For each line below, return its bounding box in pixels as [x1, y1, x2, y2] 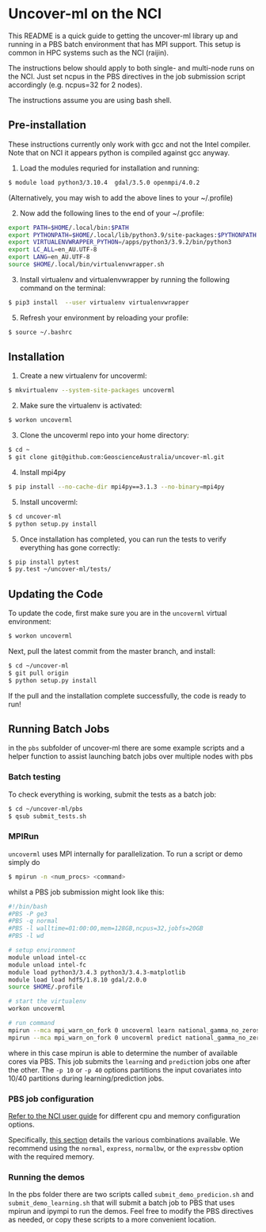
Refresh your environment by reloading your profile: [19, 312, 189, 322]
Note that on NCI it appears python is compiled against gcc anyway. [8, 147, 230, 157]
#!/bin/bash [8, 902, 47, 910]
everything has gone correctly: [19, 542, 120, 552]
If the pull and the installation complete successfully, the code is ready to [8, 691, 247, 700]
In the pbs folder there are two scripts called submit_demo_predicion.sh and [8, 1190, 254, 1199]
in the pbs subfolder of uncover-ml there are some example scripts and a [8, 743, 245, 753]
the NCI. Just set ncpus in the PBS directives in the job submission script [8, 71, 245, 81]
